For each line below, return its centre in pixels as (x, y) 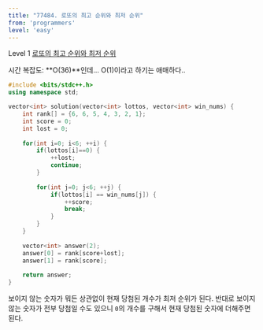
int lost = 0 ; (45, 128)
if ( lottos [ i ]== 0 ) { (69, 150)
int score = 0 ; (47, 121)
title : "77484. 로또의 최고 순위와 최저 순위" (76, 15)
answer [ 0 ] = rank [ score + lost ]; (74, 253)
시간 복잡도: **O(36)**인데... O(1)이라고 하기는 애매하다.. (97, 70)
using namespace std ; (44, 93)
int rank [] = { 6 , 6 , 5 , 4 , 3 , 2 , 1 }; (84, 114)
